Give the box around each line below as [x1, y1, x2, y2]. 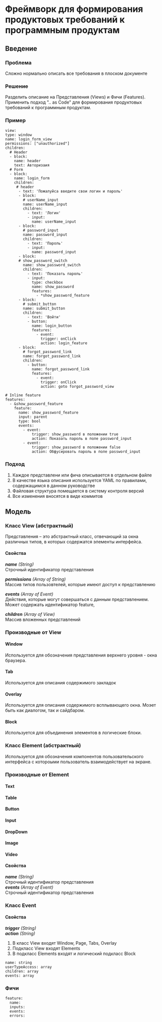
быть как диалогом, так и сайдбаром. [5, 708, 85, 714]
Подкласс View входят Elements [12, 946, 80, 952]
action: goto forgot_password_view [40, 384, 114, 389]
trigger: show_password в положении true [31, 432, 119, 437]
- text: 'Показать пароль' [27, 271, 83, 276]
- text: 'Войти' [27, 315, 61, 320]
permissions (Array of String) [5, 576, 66, 582]
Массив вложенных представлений [5, 616, 81, 622]
